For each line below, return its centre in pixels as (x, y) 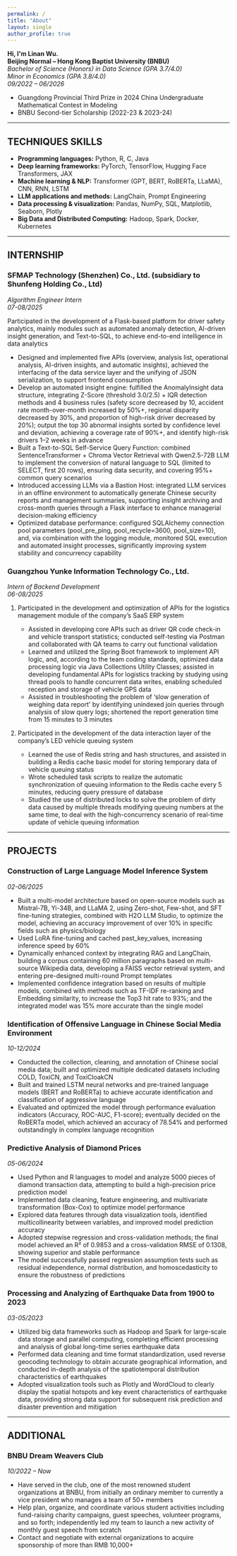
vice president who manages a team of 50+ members (96, 1500)
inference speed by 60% (54, 945)
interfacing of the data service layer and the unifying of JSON (107, 372)
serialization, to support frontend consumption (85, 380)
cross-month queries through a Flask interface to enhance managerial (119, 508)
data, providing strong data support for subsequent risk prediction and (120, 1399)
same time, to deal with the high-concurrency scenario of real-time (126, 814)
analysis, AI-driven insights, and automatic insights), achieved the (113, 365)
